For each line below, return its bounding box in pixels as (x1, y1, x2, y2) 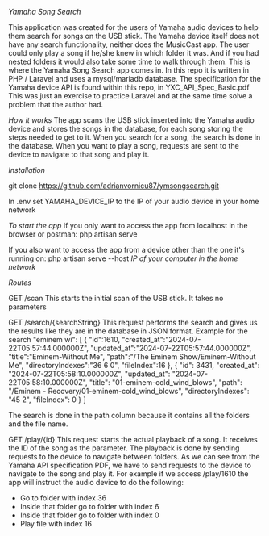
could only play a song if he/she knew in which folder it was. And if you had (8, 48, 259, 57)
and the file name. (8, 419, 68, 429)
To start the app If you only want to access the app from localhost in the (8, 221, 248, 230)
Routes (8, 278, 32, 287)
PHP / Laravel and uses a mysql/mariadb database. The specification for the (8, 74, 262, 83)
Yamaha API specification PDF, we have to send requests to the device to (8, 460, 252, 470)
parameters (8, 302, 47, 312)
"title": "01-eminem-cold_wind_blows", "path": (89, 378, 243, 387)
